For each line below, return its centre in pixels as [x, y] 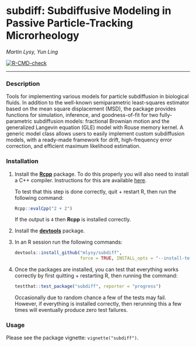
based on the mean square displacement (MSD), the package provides [91, 109]
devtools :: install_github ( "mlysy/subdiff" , [68, 253]
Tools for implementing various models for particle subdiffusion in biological [97, 96]
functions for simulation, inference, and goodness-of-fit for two [82, 115]
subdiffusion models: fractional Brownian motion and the [101, 122]
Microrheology [43, 36]
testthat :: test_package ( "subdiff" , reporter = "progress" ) [88, 287]
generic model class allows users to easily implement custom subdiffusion [95, 134]
